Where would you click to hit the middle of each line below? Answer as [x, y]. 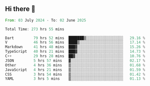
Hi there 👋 [20, 9]
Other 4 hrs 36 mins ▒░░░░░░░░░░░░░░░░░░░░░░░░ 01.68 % [75, 65]
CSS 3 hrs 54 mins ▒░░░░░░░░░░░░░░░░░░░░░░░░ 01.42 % [75, 74]
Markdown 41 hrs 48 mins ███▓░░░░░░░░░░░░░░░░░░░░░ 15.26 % [75, 47]
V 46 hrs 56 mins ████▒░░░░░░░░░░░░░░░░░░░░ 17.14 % [75, 43]
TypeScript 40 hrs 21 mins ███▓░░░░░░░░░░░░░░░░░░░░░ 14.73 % [75, 52]
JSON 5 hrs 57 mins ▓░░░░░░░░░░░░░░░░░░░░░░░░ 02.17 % [75, 61]
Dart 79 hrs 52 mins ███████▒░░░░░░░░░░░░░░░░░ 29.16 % [75, 38]
